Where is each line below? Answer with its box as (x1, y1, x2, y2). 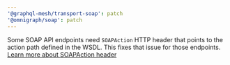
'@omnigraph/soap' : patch (7, 17, 82, 24)
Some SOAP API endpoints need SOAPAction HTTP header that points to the (7, 35, 223, 44)
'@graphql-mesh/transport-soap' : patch (7, 10, 123, 17)
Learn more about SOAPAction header (7, 50, 117, 59)
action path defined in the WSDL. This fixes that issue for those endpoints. (7, 43, 221, 51)
